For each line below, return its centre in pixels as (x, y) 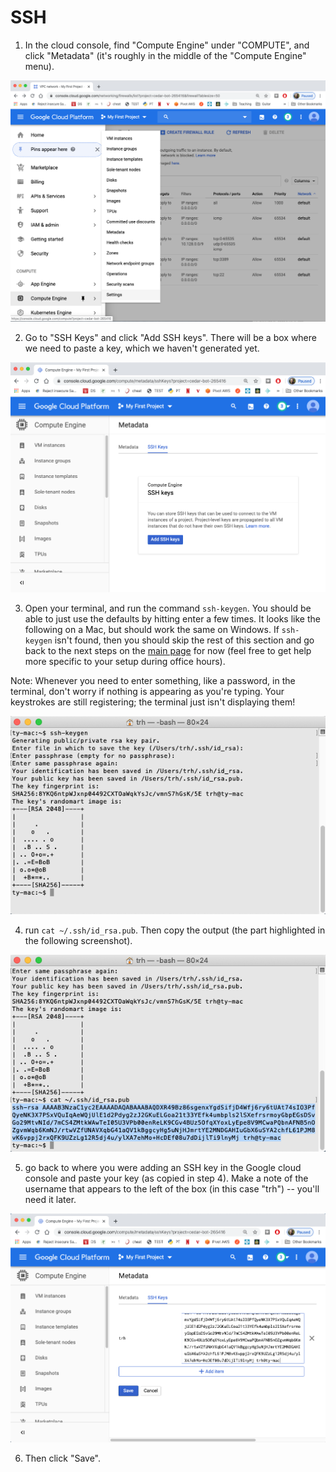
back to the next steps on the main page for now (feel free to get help (168, 651)
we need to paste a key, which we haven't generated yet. (142, 348)
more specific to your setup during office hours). (125, 662)
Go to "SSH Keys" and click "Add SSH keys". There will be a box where (170, 338)
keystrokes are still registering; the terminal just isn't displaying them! (153, 702)
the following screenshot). (78, 940)
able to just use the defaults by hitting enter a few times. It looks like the (172, 619)
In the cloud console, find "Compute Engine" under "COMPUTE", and (167, 45)
